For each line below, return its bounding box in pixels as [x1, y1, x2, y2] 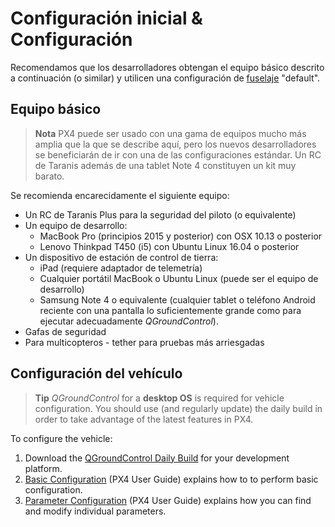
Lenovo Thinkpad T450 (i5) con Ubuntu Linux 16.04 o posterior [39, 240, 300, 252]
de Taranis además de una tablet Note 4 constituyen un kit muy [34, 159, 297, 171]
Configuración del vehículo [10, 365, 183, 382]
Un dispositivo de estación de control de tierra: [24, 251, 219, 263]
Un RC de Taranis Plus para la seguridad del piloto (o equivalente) [24, 208, 297, 221]
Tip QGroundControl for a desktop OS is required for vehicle [34, 392, 285, 404]
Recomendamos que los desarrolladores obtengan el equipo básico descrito [10, 61, 325, 73]
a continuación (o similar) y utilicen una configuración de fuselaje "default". [10, 72, 321, 84]
